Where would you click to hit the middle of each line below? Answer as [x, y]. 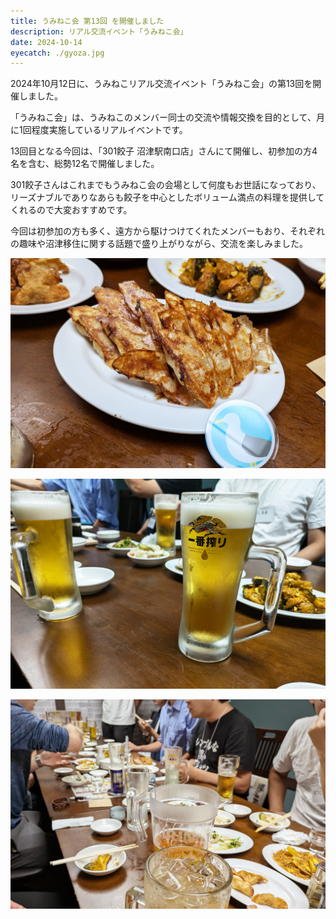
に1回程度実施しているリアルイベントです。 [99, 130]
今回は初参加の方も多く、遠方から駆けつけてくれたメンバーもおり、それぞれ [168, 231]
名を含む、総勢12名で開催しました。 [85, 164]
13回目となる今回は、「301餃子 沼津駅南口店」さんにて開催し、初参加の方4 [164, 151]
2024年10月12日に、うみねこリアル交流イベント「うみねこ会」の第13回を [161, 84]
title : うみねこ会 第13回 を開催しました [87, 21]
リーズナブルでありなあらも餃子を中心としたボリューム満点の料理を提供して [167, 197]
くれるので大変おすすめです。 [71, 210]
